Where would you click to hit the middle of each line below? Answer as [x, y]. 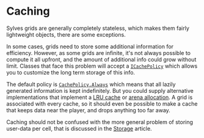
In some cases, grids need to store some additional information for [90, 46]
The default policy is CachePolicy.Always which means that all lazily [91, 84]
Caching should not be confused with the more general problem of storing [100, 122]
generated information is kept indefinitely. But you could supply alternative [100, 90]
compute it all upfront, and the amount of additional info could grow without [101, 59]
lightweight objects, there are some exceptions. [66, 34]
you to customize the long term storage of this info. [71, 72]
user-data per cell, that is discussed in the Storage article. [79, 128]
